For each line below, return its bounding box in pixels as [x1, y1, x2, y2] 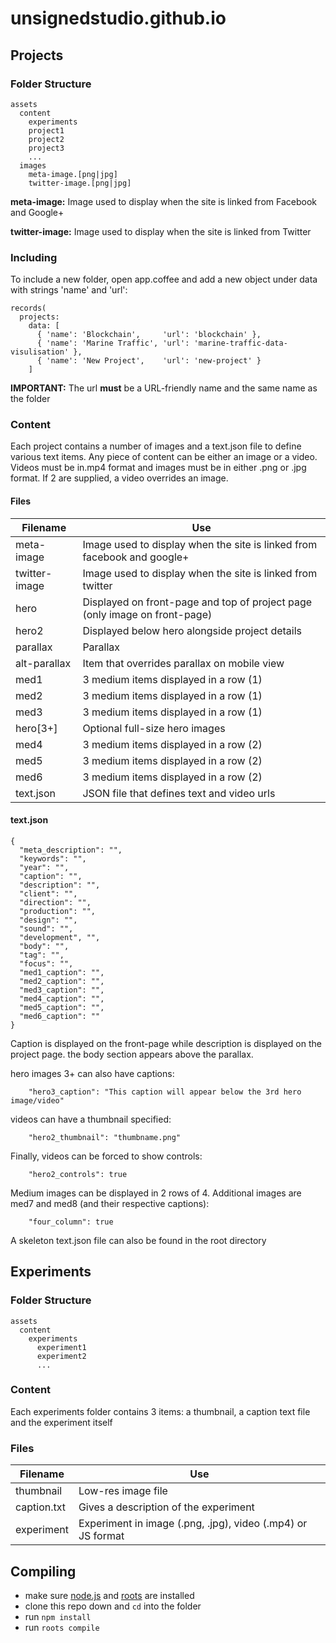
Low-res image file [78, 1484, 168, 1498]
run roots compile [24, 1621, 100, 1633]
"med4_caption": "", [19, 993, 105, 1004]
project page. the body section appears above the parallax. [10, 1048, 254, 1060]
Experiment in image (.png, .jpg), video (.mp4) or [78, 1517, 308, 1531]
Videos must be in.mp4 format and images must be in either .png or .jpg [10, 462, 307, 474]
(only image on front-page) [82, 607, 213, 621]
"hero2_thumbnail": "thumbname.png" [28, 1132, 182, 1142]
